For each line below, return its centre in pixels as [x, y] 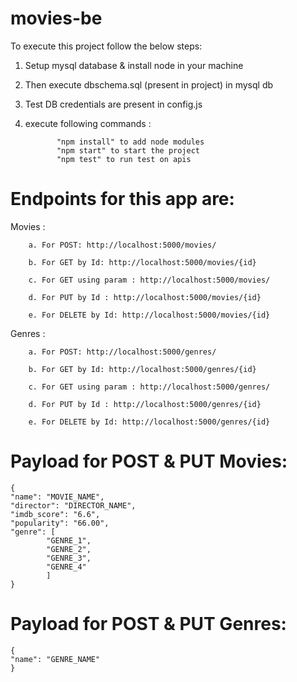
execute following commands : [88, 123]
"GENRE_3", [69, 558]
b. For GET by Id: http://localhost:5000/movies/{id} [142, 262]
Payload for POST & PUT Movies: [149, 461]
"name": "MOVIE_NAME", [57, 497]
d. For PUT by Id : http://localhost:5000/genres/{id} [145, 404]
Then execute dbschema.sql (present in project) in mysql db [149, 84]
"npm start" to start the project [128, 150]
